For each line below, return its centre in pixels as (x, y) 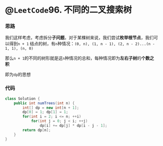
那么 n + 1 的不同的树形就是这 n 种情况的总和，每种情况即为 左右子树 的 (73, 58)
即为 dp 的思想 (18, 74)
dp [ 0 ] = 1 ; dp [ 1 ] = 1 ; (45, 112)
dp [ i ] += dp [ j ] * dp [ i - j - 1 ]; (73, 126)
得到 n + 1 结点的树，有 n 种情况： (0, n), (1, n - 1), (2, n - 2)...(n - (82, 44)
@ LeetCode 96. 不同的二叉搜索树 (68, 10)
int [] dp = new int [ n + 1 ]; (51, 108)
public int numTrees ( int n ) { (44, 103)
